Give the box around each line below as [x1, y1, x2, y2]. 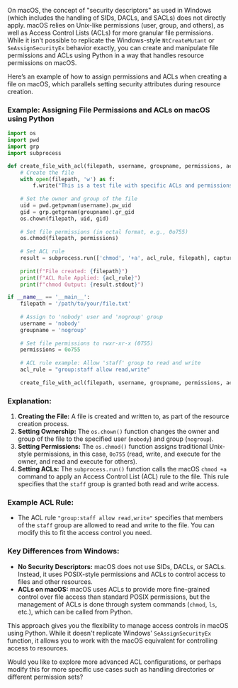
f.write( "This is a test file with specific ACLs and [33, 182, 195, 190]
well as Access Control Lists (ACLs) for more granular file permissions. [7, 28, 214, 37]
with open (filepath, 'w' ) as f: [20, 176, 115, 183]
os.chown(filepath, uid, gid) [20, 215, 110, 222]
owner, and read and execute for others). [17, 457, 137, 466]
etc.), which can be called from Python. [17, 607, 133, 616]
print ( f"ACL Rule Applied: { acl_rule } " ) [20, 274, 141, 282]
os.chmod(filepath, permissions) [20, 235, 119, 242]
